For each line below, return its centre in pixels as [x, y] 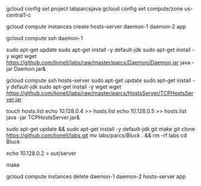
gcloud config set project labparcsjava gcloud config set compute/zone [95, 9]
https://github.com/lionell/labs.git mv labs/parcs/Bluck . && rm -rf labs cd [97, 135]
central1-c [19, 15]
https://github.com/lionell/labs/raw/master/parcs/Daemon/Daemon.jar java [98, 62]
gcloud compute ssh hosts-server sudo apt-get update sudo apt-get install [99, 80]
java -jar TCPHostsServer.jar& [43, 117]
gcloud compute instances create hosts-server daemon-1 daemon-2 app [96, 27]
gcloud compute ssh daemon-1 [44, 38]
